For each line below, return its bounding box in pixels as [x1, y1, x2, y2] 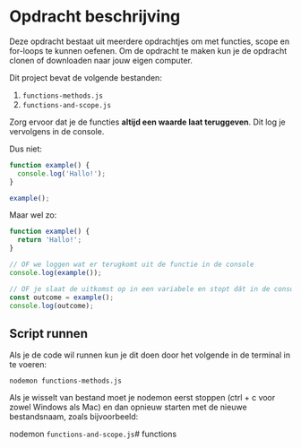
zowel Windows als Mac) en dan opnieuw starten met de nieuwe [9, 401, 248, 413]
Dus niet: [9, 143, 43, 154]
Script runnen [9, 325, 88, 341]
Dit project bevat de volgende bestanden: [9, 72, 163, 82]
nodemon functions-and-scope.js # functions [9, 428, 177, 440]
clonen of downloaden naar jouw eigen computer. [9, 55, 193, 65]
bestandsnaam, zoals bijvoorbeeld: [9, 411, 139, 422]
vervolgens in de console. [9, 125, 105, 136]
